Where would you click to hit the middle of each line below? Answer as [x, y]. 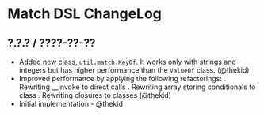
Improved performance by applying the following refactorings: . [122, 79]
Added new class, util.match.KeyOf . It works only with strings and [128, 62]
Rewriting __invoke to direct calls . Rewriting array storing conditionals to [137, 87]
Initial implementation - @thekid [71, 104]
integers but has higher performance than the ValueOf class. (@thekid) [134, 70]
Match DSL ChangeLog [84, 14]
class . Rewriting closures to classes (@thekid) [95, 95]
